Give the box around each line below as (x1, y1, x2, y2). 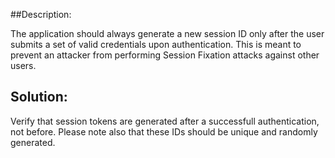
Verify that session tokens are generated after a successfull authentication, (10, 115, 320, 127)
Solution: (10, 89, 68, 106)
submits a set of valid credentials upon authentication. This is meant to (10, 39, 302, 50)
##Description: (10, 9, 72, 20)
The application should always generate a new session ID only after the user (10, 28, 325, 39)
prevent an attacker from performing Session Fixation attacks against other (10, 49, 320, 61)
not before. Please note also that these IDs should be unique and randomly (10, 125, 318, 138)
